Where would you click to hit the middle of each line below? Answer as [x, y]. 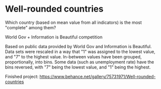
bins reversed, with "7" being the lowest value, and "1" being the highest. [78, 67]
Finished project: [22, 76]
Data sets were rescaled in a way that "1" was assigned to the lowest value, [80, 52]
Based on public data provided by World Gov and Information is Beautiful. [78, 46]
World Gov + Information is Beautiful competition [54, 37]
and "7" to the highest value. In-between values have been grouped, [73, 56]
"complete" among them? [31, 27]
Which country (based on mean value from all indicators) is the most [73, 22]
